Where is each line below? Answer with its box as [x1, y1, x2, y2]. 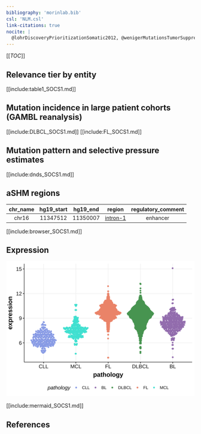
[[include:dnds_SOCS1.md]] [6, 171, 75, 178]
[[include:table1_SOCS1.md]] [6, 85, 77, 92]
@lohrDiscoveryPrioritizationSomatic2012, [11, 35, 119, 41]
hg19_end [73, 206, 99, 213]
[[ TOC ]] [6, 52, 25, 59]
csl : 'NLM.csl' [6, 16, 44, 22]
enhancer [145, 215, 169, 222]
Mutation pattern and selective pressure [6, 146, 160, 156]
